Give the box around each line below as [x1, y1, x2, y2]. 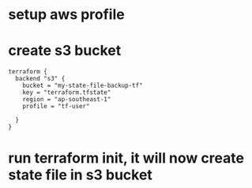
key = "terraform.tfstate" [22, 88, 111, 96]
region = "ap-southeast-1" [22, 96, 111, 103]
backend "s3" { [15, 75, 66, 83]
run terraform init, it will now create [8, 149, 245, 167]
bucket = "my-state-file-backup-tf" [22, 81, 144, 90]
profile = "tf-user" [22, 103, 90, 111]
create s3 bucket [8, 42, 122, 60]
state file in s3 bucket [8, 166, 152, 184]
